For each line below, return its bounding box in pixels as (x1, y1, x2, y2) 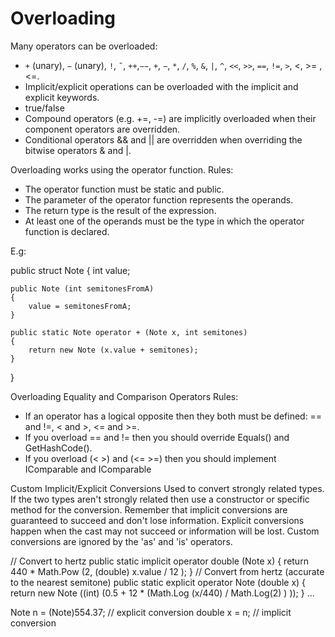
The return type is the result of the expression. (24, 204, 217, 216)
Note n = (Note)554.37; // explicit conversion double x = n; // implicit (10, 606, 292, 618)
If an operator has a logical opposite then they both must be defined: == (24, 410, 323, 422)
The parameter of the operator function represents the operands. (24, 193, 294, 206)
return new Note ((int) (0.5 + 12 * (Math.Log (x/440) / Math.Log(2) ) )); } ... (10, 587, 315, 599)
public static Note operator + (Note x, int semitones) (10, 327, 248, 337)
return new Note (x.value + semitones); (28, 345, 199, 355)
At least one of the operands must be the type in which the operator (24, 215, 305, 227)
